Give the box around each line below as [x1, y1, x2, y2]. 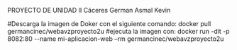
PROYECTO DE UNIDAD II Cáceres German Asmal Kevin [7, 6, 171, 14]
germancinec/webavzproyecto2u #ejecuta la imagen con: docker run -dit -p [7, 27, 230, 35]
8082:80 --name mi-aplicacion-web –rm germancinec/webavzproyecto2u [7, 35, 224, 43]
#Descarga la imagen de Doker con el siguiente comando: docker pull [7, 20, 211, 27]
